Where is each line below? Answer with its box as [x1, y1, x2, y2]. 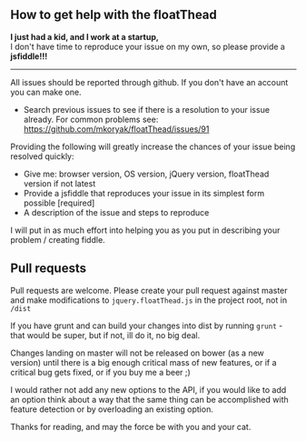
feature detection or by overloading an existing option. [10, 404, 214, 415]
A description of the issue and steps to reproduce [23, 206, 210, 217]
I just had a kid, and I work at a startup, [10, 31, 160, 42]
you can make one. [10, 86, 82, 97]
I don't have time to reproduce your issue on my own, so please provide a [10, 41, 285, 52]
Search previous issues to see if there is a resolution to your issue [23, 104, 271, 115]
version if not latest [23, 177, 96, 189]
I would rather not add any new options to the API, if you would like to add [10, 384, 287, 395]
